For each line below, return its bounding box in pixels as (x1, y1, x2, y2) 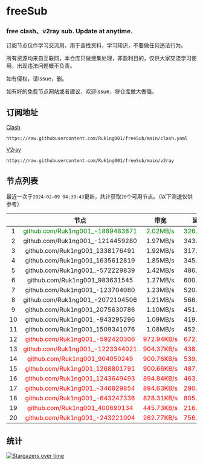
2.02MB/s (146, 227, 175, 235)
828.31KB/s (143, 394, 178, 403)
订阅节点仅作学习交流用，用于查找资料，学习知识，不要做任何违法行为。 (6, 42, 186, 49)
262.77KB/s (143, 414, 178, 422)
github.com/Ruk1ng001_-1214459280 (23, 237, 137, 246)
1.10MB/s (146, 305, 175, 314)
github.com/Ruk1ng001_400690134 (27, 404, 134, 412)
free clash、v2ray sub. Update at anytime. (6, 27, 133, 36)
